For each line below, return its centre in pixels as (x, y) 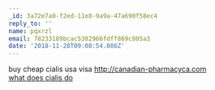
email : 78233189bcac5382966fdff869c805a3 (80, 39)
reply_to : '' (30, 24)
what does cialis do (41, 78)
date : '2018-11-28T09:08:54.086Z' (67, 46)
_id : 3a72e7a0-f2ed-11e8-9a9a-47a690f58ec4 (83, 16)
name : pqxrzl (30, 31)
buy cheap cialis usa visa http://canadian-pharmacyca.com (107, 69)
